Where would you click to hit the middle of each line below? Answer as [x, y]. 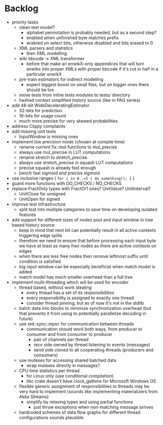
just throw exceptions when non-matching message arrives [93, 407]
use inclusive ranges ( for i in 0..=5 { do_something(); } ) [73, 178]
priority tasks [25, 22]
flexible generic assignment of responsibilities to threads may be [84, 386]
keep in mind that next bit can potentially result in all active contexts [87, 230]
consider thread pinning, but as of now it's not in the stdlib [85, 303]
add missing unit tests [34, 131]
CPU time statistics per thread [49, 371]
